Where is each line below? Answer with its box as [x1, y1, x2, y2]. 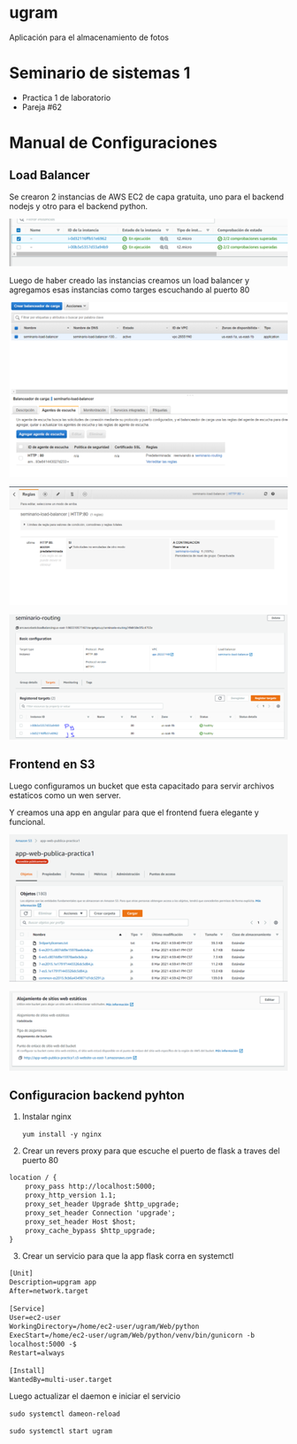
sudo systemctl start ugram [9, 1427, 113, 1436]
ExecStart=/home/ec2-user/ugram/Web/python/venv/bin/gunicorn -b [9, 1331, 255, 1340]
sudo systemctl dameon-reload [9, 1409, 121, 1419]
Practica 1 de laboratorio [21, 92, 111, 103]
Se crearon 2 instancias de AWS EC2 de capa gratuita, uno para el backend [9, 191, 285, 202]
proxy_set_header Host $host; [25, 1217, 137, 1227]
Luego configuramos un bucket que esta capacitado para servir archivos [9, 780, 275, 791]
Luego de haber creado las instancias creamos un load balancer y [9, 275, 250, 285]
